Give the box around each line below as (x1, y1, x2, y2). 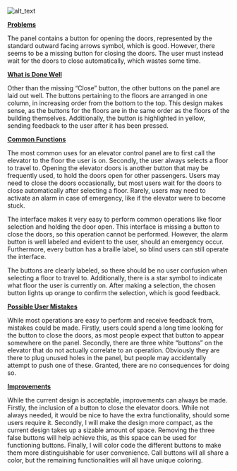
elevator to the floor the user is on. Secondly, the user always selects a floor (7, 156, 229, 165)
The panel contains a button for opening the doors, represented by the (7, 34, 213, 42)
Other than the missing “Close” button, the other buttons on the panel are (7, 84, 220, 92)
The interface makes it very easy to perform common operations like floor (7, 215, 222, 223)
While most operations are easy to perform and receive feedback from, (7, 316, 214, 324)
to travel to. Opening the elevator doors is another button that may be (7, 164, 209, 172)
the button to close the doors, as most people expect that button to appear (7, 331, 224, 339)
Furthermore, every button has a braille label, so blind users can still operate (7, 245, 229, 254)
